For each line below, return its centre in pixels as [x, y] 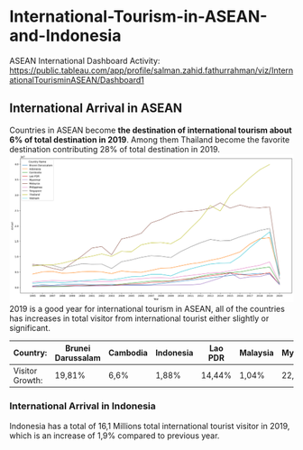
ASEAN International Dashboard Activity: [85, 60]
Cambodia [128, 353]
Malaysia [256, 353]
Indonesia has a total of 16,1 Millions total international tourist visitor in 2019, [150, 426]
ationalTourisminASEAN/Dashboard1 [77, 79]
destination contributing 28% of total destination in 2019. [115, 149]
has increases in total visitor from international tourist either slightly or [139, 318]
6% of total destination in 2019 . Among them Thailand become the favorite [150, 139]
